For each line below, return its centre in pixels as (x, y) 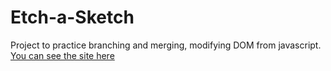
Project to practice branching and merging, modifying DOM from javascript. (166, 45)
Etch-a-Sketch (72, 17)
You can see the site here (62, 55)
